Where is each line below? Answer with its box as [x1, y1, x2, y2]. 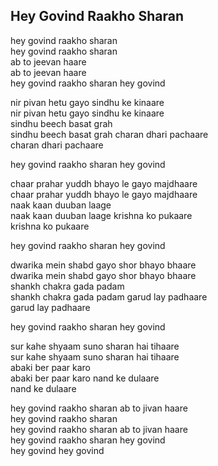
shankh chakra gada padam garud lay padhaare [10, 290, 208, 303]
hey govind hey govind [10, 444, 105, 456]
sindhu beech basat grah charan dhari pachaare [10, 128, 209, 140]
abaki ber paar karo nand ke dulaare [10, 372, 160, 384]
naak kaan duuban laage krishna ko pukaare [10, 209, 193, 221]
